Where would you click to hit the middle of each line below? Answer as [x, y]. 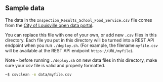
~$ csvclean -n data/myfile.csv [38, 74]
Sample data [25, 8]
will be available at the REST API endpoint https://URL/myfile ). [69, 50]
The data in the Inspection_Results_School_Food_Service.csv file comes [79, 20]
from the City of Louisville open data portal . [49, 25]
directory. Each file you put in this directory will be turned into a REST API [80, 40]
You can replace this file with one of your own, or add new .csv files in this [81, 35]
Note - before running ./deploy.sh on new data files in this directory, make [81, 60]
